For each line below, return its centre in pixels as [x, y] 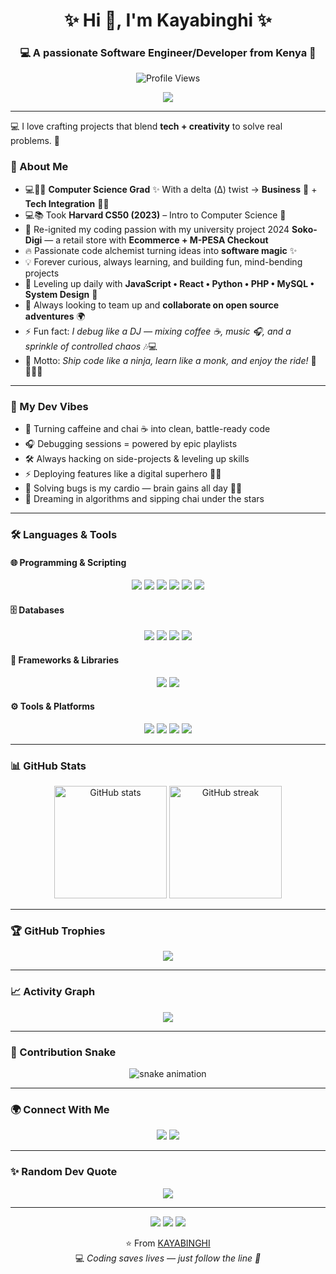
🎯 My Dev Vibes [49, 406]
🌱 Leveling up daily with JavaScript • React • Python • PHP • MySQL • [169, 283]
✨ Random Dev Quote [64, 1172]
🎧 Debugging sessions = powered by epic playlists [131, 444]
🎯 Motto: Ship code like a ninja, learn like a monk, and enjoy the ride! [166, 360]
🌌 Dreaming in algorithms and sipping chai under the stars [144, 499]
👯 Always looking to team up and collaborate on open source [152, 305]
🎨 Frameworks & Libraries [65, 660]
